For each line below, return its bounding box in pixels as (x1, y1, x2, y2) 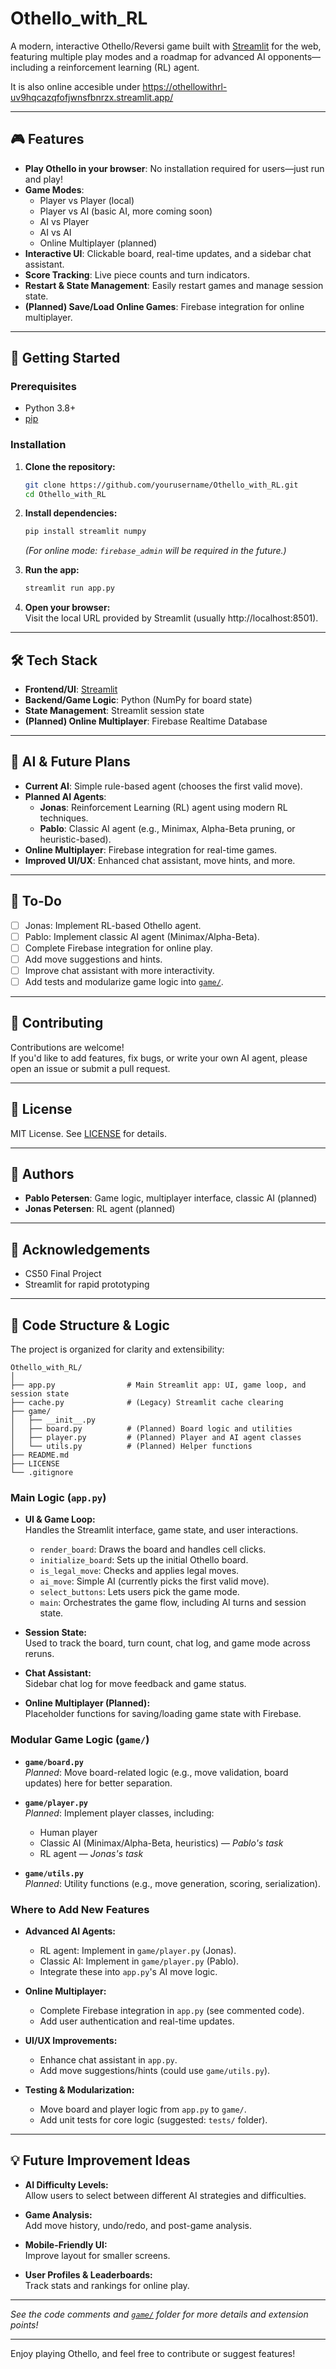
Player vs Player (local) (39, 194, 135, 206)
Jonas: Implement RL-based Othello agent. (24, 919, 202, 931)
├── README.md (10, 1450, 70, 1461)
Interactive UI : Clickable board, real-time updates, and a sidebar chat (24, 247, 312, 259)
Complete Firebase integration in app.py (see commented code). (39, 2005, 305, 2016)
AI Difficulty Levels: (24, 2178, 109, 2191)
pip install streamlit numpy (24, 527, 147, 537)
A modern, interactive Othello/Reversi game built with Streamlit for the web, (10, 40, 322, 52)
